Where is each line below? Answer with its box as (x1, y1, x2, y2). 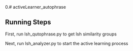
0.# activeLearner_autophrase (5, 4, 66, 10)
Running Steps (5, 18, 51, 26)
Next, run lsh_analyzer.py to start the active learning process (5, 40, 129, 46)
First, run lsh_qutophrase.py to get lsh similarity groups (5, 31, 117, 37)
